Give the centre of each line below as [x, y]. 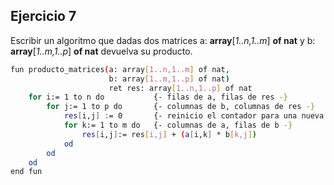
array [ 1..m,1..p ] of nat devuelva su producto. [101, 51]
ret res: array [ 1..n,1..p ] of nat [180, 88]
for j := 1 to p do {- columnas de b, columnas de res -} [180, 107]
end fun [26, 172]
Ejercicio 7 [43, 16]
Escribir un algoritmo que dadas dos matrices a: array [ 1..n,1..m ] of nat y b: [163, 40]
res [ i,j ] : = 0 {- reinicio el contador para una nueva [194, 116]
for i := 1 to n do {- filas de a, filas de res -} [158, 97]
